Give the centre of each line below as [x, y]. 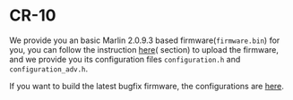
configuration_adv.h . [49, 69]
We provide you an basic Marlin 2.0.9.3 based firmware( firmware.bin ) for [145, 40]
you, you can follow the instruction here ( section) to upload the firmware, [144, 49]
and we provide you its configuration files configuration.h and [125, 59]
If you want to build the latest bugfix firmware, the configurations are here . [147, 86]
